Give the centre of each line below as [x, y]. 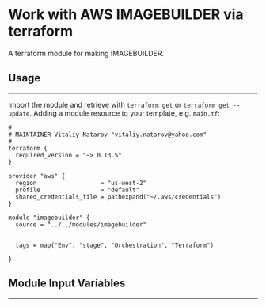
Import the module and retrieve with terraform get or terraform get [119, 104]
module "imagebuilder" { [49, 218]
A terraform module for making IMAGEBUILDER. [86, 53]
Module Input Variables [67, 284]
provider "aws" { [37, 176]
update [19, 114]
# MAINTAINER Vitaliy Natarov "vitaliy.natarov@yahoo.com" [108, 135]
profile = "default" [78, 190]
